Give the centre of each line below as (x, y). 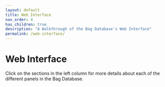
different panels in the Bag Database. (44, 79)
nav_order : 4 (19, 19)
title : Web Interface (28, 15)
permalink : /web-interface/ (35, 34)
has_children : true (26, 24)
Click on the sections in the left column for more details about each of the (82, 73)
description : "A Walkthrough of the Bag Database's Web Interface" (79, 29)
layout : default (22, 10)
